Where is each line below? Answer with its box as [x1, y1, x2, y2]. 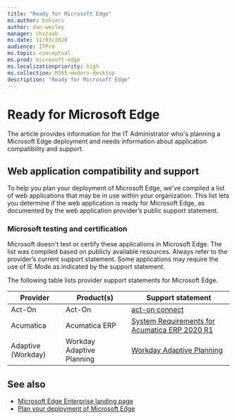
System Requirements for [131, 316, 216, 326]
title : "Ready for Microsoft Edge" [7, 10, 112, 18]
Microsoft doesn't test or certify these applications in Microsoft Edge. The [7, 240, 222, 248]
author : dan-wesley [7, 23, 65, 30]
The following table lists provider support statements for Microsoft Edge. [7, 276, 219, 284]
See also [7, 378, 46, 390]
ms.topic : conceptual [7, 50, 71, 57]
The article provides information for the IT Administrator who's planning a [7, 130, 221, 138]
